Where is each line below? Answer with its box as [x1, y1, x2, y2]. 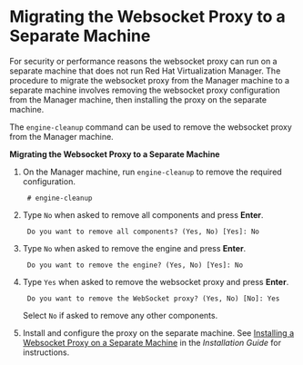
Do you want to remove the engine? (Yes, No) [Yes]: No [26, 261, 244, 270]
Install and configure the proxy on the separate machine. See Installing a [22, 327, 294, 338]
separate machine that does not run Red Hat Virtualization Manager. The [9, 65, 281, 76]
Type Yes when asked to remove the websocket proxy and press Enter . [22, 276, 289, 287]
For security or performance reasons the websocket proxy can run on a [9, 55, 278, 66]
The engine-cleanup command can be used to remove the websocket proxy [9, 121, 293, 133]
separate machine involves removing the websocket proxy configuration [9, 84, 280, 95]
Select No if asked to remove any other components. [22, 310, 218, 321]
